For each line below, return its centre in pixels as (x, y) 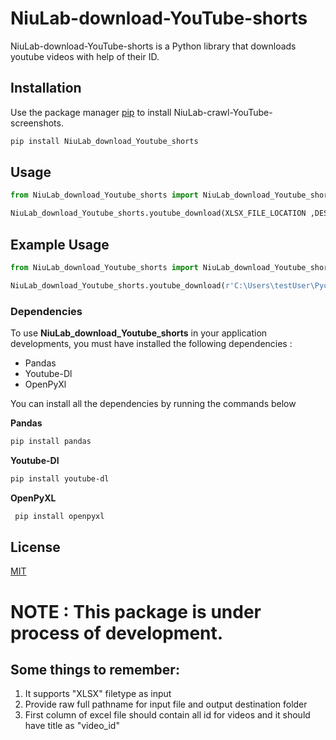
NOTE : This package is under (136, 611)
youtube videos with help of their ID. (85, 56)
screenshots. (37, 123)
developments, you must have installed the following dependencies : (151, 344)
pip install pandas (51, 442)
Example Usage (60, 244)
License (35, 547)
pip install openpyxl (59, 516)
